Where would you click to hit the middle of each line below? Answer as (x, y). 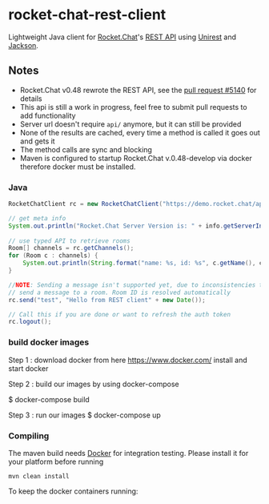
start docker (28, 368)
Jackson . (23, 45)
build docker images (49, 342)
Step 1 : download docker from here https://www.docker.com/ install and (128, 360)
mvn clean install (39, 476)
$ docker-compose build (49, 399)
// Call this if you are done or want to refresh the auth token (119, 314)
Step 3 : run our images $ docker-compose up (85, 415)
